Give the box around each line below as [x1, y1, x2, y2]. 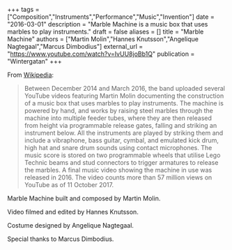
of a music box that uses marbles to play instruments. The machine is [24, 99, 224, 107]
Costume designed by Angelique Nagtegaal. [7, 221, 134, 229]
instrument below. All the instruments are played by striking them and [24, 128, 224, 137]
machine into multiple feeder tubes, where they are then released [24, 114, 212, 122]
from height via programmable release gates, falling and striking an [24, 122, 217, 129]
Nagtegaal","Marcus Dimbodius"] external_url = [7, 43, 144, 50]
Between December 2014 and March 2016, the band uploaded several [24, 84, 225, 92]
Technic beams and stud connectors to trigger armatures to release [24, 159, 219, 166]
